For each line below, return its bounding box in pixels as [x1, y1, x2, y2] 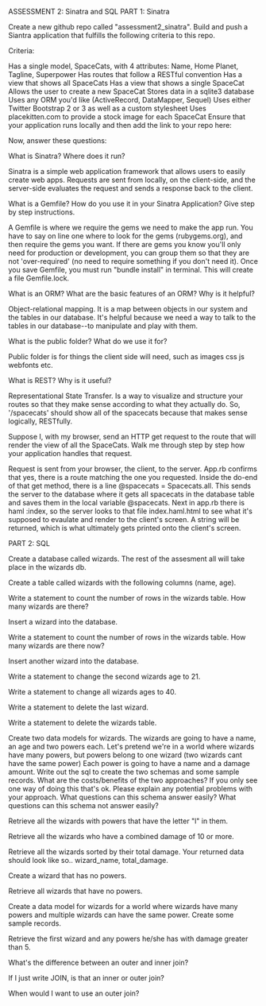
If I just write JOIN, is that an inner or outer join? [8, 973, 164, 982]
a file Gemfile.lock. [8, 273, 70, 283]
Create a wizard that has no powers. [8, 871, 127, 880]
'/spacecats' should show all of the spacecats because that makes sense [8, 408, 248, 417]
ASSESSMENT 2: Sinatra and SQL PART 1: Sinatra [8, 7, 170, 16]
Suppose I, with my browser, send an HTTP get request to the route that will [8, 432, 256, 441]
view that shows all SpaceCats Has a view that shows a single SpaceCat [8, 79, 245, 87]
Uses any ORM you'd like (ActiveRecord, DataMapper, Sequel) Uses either [8, 95, 252, 104]
